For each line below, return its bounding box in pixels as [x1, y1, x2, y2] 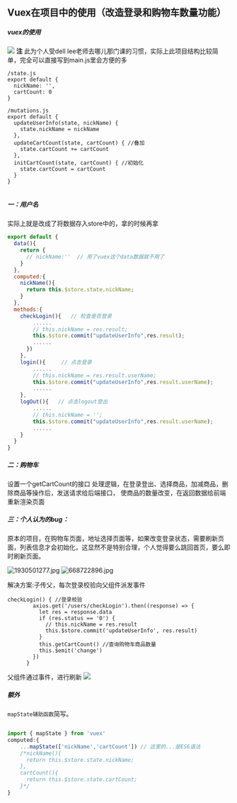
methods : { [13, 305, 42, 313]
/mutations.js [7, 107, 50, 115]
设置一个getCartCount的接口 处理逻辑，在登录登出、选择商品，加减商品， [7, 480, 223, 488]
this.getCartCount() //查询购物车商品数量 [38, 641, 157, 648]
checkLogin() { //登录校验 [7, 596, 83, 604]
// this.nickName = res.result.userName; [33, 371, 157, 379]
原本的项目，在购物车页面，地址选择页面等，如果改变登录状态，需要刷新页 [7, 534, 224, 543]
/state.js [7, 70, 37, 77]
